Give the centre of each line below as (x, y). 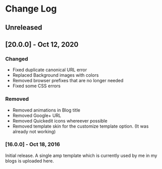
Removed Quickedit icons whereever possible (60, 121)
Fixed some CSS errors (36, 86)
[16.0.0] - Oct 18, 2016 (33, 144)
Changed (17, 59)
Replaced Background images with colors (56, 75)
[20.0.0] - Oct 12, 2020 (42, 44)
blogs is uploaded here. (30, 161)
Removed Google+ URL (37, 115)
